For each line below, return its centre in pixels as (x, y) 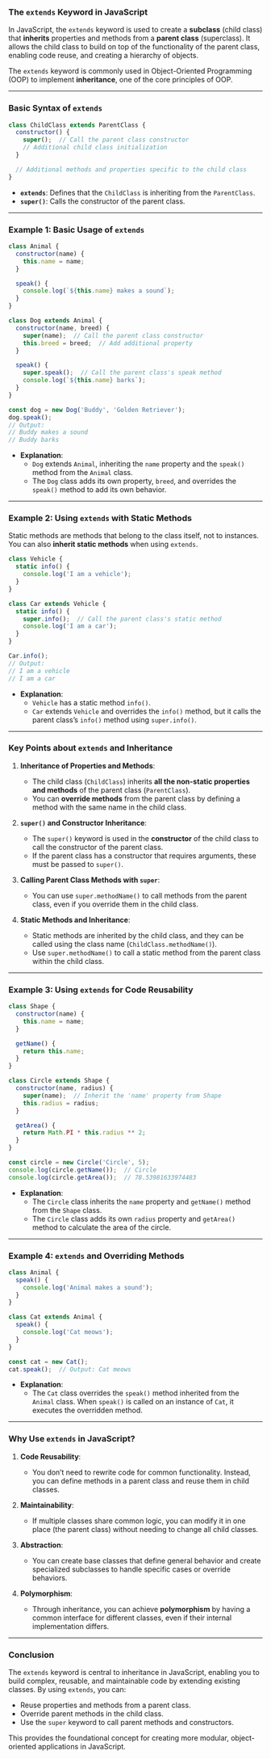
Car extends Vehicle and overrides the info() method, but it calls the (146, 711)
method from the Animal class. (82, 473)
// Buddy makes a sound (48, 432)
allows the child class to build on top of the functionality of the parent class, (134, 47)
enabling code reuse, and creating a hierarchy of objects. (104, 56)
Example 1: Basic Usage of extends (77, 229)
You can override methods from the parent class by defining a (136, 798)
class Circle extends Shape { (59, 1081)
